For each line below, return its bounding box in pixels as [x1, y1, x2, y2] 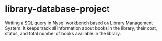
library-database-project [5, 3, 110, 15]
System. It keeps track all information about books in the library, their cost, [5, 25, 157, 31]
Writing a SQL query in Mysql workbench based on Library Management [5, 20, 153, 26]
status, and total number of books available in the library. [5, 30, 121, 36]
